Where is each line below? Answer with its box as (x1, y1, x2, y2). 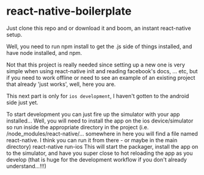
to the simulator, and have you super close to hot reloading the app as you (6, 149, 193, 157)
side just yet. (6, 99, 38, 106)
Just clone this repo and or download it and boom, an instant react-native (6, 24, 191, 32)
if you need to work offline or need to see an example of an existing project (6, 74, 195, 81)
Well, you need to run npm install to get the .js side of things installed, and (6, 43, 192, 50)
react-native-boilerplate (6, 4, 132, 18)
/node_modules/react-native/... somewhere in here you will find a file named (6, 130, 199, 137)
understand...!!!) (6, 162, 47, 170)
